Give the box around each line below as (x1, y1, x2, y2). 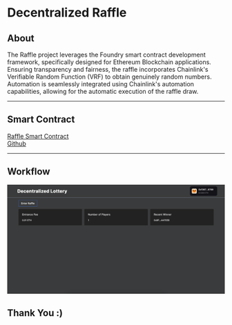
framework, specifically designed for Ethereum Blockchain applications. (7, 58, 212, 66)
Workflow (7, 166, 50, 177)
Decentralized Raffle (7, 5, 127, 21)
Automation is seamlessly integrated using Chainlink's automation (7, 80, 195, 88)
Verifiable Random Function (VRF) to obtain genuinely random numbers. (7, 72, 212, 81)
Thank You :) (7, 307, 64, 319)
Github (7, 139, 26, 148)
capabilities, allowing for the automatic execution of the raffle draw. (7, 88, 199, 95)
